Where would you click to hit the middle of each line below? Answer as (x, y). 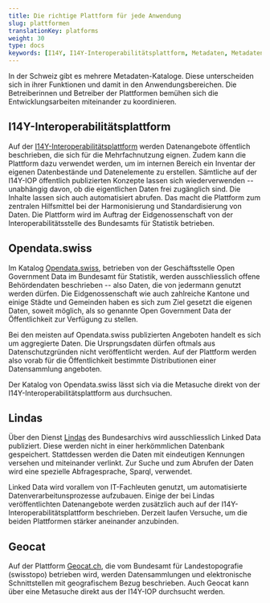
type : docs (27, 46)
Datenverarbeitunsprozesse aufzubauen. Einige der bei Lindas (112, 496)
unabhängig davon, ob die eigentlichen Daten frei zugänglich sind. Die (125, 189)
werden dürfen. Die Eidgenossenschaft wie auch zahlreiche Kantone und (129, 293)
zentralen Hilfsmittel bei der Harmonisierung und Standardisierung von (125, 206)
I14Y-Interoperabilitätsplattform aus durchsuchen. (90, 393)
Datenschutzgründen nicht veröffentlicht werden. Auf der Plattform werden (133, 351)
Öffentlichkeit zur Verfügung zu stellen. (73, 319)
